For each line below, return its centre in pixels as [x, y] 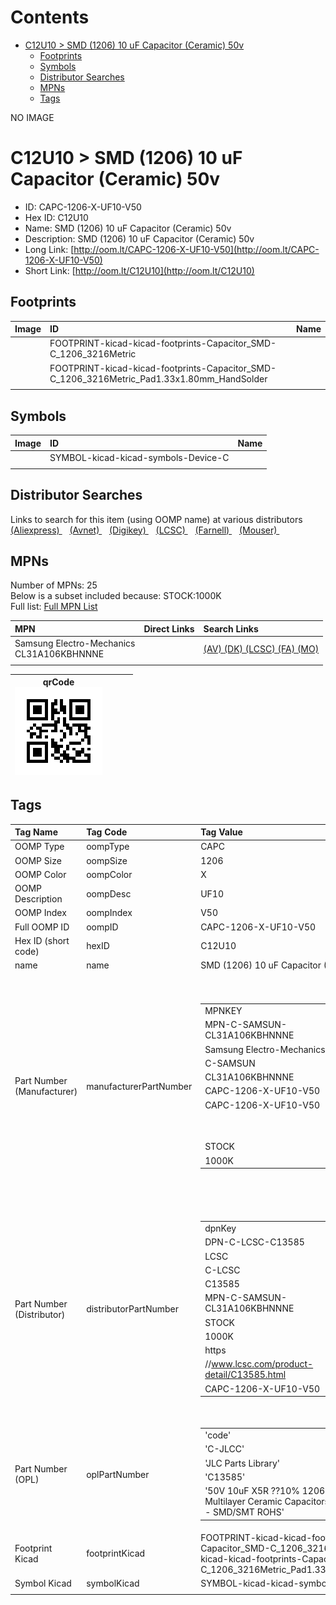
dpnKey [220, 1228]
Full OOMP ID [42, 927]
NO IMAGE [32, 117]
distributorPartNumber [133, 1309]
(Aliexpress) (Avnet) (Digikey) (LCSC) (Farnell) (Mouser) [144, 530]
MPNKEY [223, 1011]
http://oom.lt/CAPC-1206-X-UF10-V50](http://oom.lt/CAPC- [196, 249]
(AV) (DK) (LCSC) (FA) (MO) [261, 648]
